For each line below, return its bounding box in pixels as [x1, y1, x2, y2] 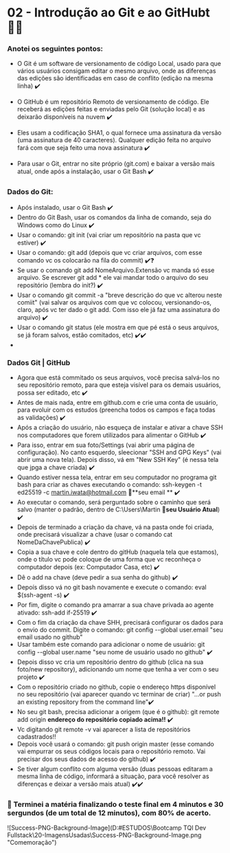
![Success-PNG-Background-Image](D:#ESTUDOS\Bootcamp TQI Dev [7, 823, 207, 832]
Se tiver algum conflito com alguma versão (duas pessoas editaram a [16, 765, 213, 773]
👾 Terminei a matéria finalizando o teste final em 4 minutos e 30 [7, 799, 224, 809]
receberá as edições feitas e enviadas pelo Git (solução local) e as [16, 105, 205, 113]
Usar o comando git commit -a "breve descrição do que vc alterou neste [16, 291, 222, 299]
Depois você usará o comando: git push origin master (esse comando [16, 740, 214, 749]
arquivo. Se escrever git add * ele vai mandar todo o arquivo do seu [16, 273, 209, 281]
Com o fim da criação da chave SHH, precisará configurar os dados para [16, 619, 223, 627]
